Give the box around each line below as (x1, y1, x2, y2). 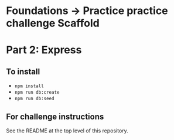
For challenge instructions (6, 111, 104, 121)
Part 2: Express (6, 43, 82, 57)
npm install (14, 83, 44, 89)
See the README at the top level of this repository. (6, 127, 129, 134)
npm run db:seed (14, 95, 54, 102)
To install (6, 66, 40, 77)
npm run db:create (14, 90, 60, 95)
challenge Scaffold (6, 16, 100, 30)
